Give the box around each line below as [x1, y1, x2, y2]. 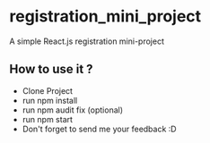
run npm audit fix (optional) [22, 105, 124, 115]
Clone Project [22, 85, 74, 96]
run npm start [22, 114, 74, 124]
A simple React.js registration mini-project [9, 36, 164, 46]
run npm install [22, 95, 78, 105]
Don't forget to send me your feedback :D [22, 123, 177, 134]
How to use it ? [9, 62, 93, 77]
